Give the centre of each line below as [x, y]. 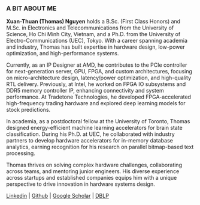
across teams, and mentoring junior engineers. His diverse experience [93, 171]
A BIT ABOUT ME [31, 8]
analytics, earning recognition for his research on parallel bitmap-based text [100, 147]
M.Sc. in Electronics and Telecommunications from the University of [90, 28]
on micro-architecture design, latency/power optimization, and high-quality [99, 78]
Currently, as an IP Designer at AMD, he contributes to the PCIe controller [97, 65]
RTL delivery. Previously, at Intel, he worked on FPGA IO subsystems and [96, 84]
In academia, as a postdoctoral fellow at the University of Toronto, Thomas [98, 121]
